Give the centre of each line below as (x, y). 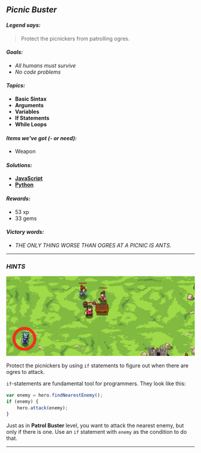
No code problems (38, 72)
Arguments (29, 105)
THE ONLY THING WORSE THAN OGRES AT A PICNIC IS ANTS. (93, 245)
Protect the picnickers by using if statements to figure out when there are (98, 366)
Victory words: (25, 232)
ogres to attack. (25, 372)
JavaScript (29, 179)
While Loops (31, 124)
